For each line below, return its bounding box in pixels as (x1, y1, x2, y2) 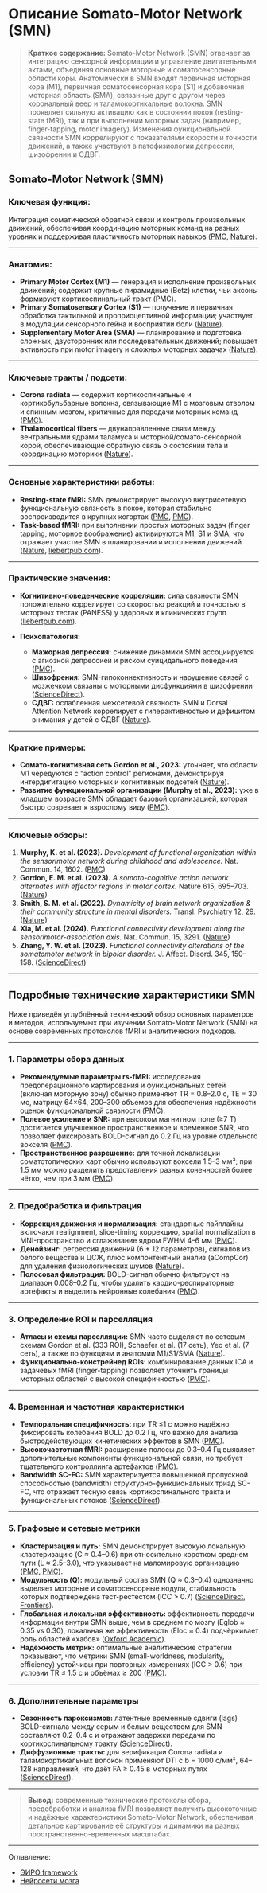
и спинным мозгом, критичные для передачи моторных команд (19, 407, 238, 416)
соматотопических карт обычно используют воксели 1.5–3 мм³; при (19, 1156, 253, 1166)
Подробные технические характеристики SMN (8, 988, 256, 1001)
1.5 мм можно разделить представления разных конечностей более (19, 1165, 253, 1174)
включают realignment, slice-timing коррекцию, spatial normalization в (19, 1227, 256, 1236)
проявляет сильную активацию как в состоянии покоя (27, 107, 213, 116)
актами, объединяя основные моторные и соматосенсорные (27, 64, 236, 74)
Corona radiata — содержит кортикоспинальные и (19, 390, 192, 400)
